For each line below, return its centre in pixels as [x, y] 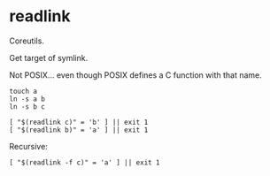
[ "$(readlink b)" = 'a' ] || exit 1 [79, 130]
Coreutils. [27, 41]
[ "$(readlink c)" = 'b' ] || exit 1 [79, 122]
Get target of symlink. [49, 57]
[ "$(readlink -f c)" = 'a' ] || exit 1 [85, 162]
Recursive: [29, 146]
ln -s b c [27, 107]
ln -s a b [27, 99]
